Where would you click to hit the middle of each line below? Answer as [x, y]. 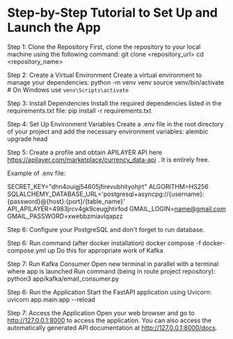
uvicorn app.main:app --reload [51, 299]
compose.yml [27, 250]
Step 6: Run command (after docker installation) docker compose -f [104, 243]
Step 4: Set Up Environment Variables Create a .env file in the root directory [115, 124]
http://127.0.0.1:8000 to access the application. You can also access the [110, 320]
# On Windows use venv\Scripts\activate [68, 90]
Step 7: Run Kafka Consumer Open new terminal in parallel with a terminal [113, 264]
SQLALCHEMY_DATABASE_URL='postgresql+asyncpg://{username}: [106, 194]
